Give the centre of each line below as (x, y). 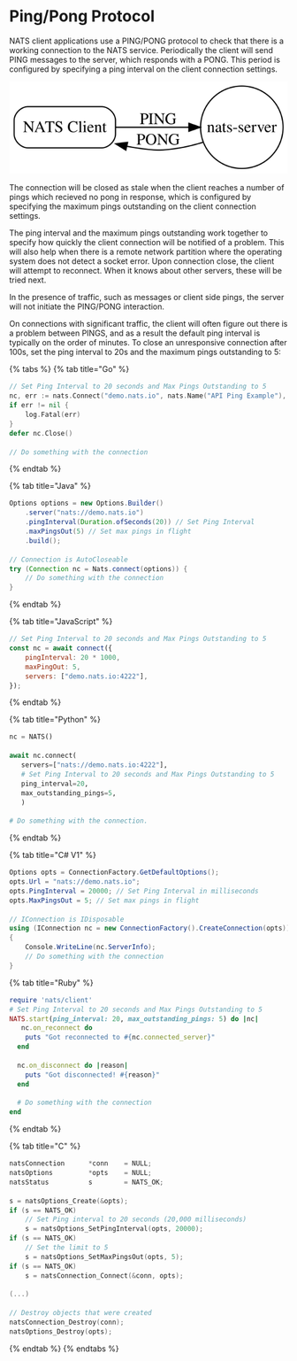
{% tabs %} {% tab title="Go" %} (69, 369)
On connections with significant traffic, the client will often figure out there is (148, 324)
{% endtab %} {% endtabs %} (64, 1349)
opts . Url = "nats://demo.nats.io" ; (75, 882)
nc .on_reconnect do (57, 1028)
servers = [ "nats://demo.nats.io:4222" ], (94, 765)
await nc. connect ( (43, 756)
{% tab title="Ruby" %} (52, 982)
